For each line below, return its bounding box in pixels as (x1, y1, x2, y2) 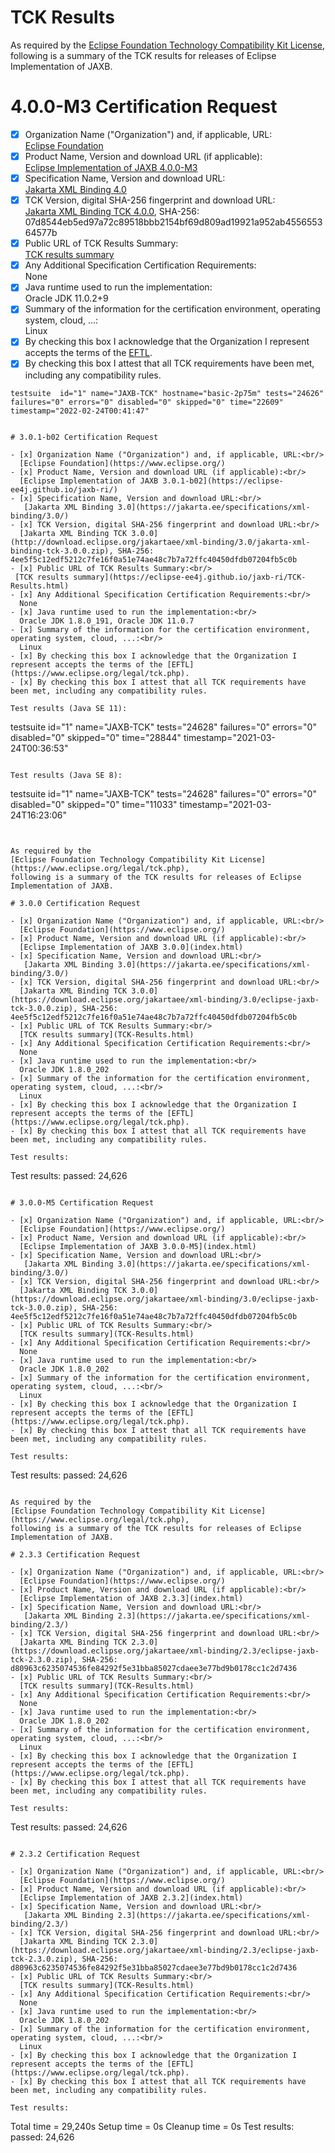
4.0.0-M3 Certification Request (10, 96, 278, 118)
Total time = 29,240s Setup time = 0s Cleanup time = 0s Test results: (10, 2120, 295, 2132)
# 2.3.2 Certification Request (10, 1849, 141, 1859)
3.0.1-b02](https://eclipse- (162, 476, 284, 486)
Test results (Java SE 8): (10, 770, 123, 780)
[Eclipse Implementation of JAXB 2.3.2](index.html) (19, 1892, 244, 1903)
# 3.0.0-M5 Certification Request (10, 1197, 155, 1208)
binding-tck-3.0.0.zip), (10, 546, 114, 556)
